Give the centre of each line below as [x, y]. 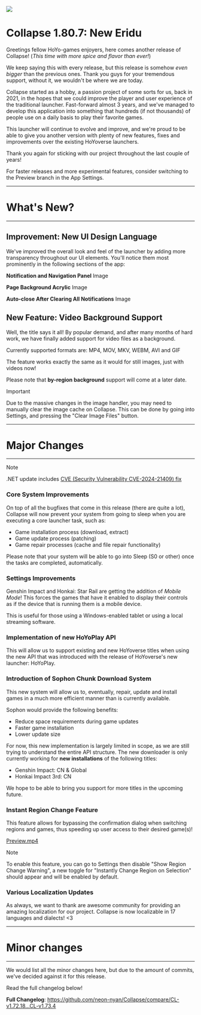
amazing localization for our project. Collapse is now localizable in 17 [91, 912]
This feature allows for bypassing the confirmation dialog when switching [97, 823]
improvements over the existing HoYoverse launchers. [73, 141]
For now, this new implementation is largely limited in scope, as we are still [98, 746]
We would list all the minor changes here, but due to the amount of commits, [100, 970]
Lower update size [38, 734]
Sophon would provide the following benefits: [62, 710]
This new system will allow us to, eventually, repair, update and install [92, 692]
